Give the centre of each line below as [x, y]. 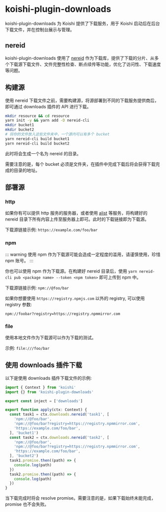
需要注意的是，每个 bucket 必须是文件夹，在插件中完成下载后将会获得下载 [80, 164]
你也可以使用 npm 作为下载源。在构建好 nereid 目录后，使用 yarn [71, 271]
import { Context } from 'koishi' [41, 387]
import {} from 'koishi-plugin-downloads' [49, 392]
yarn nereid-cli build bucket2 [37, 143]
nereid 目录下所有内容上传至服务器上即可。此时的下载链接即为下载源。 [77, 219]
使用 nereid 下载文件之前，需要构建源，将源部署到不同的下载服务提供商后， [82, 100]
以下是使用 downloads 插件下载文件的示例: [49, 378]
